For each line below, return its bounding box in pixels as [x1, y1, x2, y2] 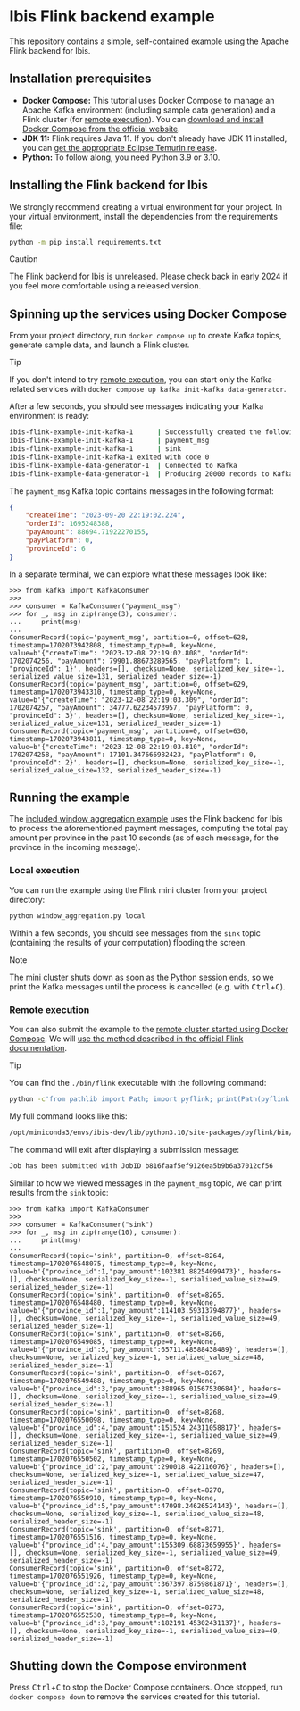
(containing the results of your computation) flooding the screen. [9, 937, 247, 947]
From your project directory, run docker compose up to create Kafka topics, [9, 330, 282, 341]
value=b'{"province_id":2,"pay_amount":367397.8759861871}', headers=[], [9, 1579, 290, 1589]
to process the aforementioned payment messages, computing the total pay [9, 823, 288, 834]
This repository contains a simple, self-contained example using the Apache [9, 36, 290, 46]
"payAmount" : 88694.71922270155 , [25, 528, 150, 537]
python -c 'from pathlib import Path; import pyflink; [9, 1094, 214, 1104]
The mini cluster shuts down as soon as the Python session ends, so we [9, 972, 274, 982]
